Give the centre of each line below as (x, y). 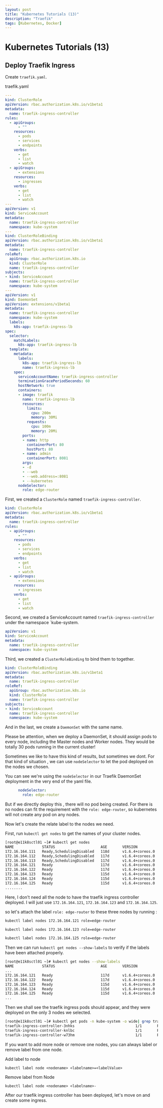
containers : (30, 390)
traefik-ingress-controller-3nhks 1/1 (73, 1026)
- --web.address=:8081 (45, 476)
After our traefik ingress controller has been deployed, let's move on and (78, 1095)
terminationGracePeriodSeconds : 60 (54, 381)
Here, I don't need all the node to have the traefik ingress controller (72, 897)
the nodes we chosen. (27, 767)
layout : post (18, 10)
